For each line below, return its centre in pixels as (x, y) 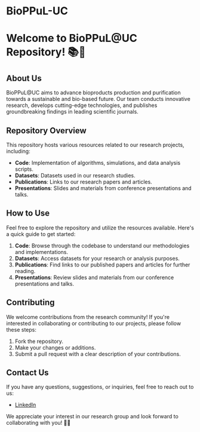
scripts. (24, 169)
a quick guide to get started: (41, 234)
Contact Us (27, 373)
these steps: (21, 329)
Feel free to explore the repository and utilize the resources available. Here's (100, 228)
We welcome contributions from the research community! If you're (88, 317)
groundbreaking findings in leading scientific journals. (72, 112)
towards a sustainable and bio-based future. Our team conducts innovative (99, 99)
